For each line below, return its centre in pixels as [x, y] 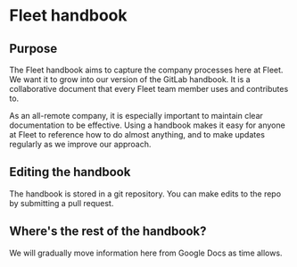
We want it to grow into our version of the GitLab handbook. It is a [130, 79]
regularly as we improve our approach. [80, 144]
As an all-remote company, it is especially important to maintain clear [136, 116]
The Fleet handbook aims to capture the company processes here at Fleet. [146, 70]
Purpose [33, 49]
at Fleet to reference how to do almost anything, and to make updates [137, 134]
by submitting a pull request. [62, 203]
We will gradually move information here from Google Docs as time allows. [146, 253]
